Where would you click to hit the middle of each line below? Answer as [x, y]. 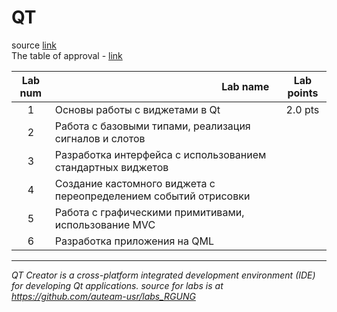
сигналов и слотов [100, 138]
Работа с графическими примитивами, [149, 212]
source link [34, 45]
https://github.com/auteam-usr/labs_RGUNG [103, 296]
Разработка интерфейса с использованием [160, 154]
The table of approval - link [67, 55]
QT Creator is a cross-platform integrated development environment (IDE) [163, 275]
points [303, 93]
